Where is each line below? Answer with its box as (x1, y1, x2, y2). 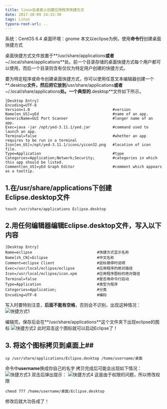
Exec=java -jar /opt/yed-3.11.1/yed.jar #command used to (5, 125, 149, 130)
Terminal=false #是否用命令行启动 (5, 277, 129, 282)
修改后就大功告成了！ (5, 398, 49, 404)
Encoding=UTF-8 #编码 (5, 292, 107, 298)
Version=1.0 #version (5, 107, 131, 112)
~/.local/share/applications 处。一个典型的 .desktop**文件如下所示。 (5, 88, 144, 94)
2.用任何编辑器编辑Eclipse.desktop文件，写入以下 (5, 221, 161, 230)
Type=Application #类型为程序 (5, 282, 118, 287)
